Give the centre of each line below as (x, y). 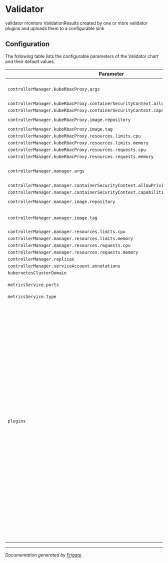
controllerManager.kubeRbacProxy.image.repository (69, 119)
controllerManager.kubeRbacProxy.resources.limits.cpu (74, 136)
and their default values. (30, 61)
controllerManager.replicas (41, 259)
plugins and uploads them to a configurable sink (55, 28)
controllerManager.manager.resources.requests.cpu (69, 245)
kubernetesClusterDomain (37, 273)
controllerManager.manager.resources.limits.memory (70, 238)
